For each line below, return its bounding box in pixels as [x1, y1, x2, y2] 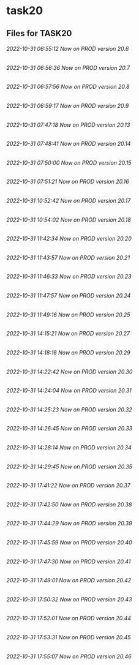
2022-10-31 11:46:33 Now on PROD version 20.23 [6, 273, 132, 280]
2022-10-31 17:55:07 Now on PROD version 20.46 [6, 653, 132, 660]
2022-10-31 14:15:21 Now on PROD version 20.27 [6, 330, 130, 337]
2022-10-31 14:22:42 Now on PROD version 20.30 [6, 368, 133, 375]
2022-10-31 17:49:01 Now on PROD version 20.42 [6, 577, 132, 584]
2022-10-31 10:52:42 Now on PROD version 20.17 [6, 197, 131, 205]
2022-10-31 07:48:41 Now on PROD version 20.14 [6, 140, 131, 148]
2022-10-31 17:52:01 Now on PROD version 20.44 [6, 615, 132, 622]
